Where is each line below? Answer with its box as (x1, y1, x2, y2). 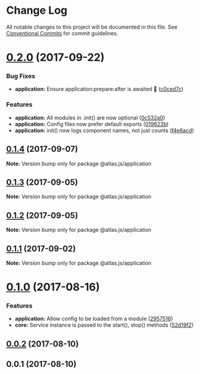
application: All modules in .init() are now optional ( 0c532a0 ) (14, 114, 165, 121)
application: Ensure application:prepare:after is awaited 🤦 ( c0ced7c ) (14, 85, 184, 93)
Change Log (6, 4, 67, 17)
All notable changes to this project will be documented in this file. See (6, 23, 178, 30)
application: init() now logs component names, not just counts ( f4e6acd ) (14, 127, 194, 134)
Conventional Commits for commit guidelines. (6, 29, 118, 36)
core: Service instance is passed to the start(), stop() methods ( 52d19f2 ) (14, 321, 194, 329)
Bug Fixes (6, 72, 36, 81)
